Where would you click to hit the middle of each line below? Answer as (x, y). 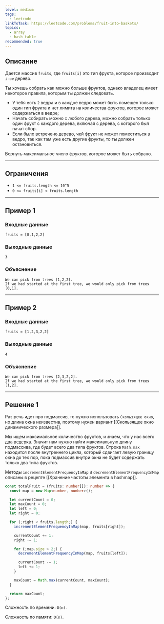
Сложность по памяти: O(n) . (34, 617)
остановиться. (27, 144)
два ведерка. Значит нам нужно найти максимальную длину (69, 442)
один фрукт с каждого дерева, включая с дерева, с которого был (81, 123)
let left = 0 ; (24, 509)
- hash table (23, 37)
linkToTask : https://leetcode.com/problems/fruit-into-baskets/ (72, 23)
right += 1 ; (26, 540)
